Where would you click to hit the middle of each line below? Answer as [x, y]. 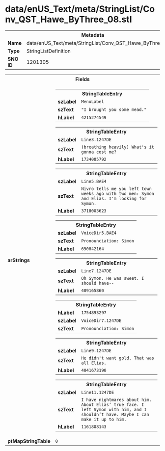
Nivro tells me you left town [116, 188]
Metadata [93, 35]
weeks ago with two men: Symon [118, 193]
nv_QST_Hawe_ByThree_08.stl [69, 19]
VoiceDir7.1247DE [101, 320]
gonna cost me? [99, 152]
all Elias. [94, 363]
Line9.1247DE [96, 350]
